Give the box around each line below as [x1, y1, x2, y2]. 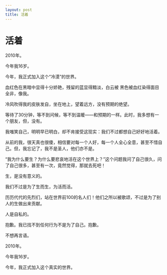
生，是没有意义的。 [5, 173, 45, 179]
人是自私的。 [5, 211, 31, 217]
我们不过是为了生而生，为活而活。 [5, 183, 75, 190]
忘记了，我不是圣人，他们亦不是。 [26, 145, 97, 151]
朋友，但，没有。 [9, 118, 45, 124]
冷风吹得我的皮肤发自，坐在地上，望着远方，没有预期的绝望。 [5, 101, 132, 107]
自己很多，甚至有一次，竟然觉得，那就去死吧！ [9, 162, 106, 168]
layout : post [5, 7, 32, 12]
